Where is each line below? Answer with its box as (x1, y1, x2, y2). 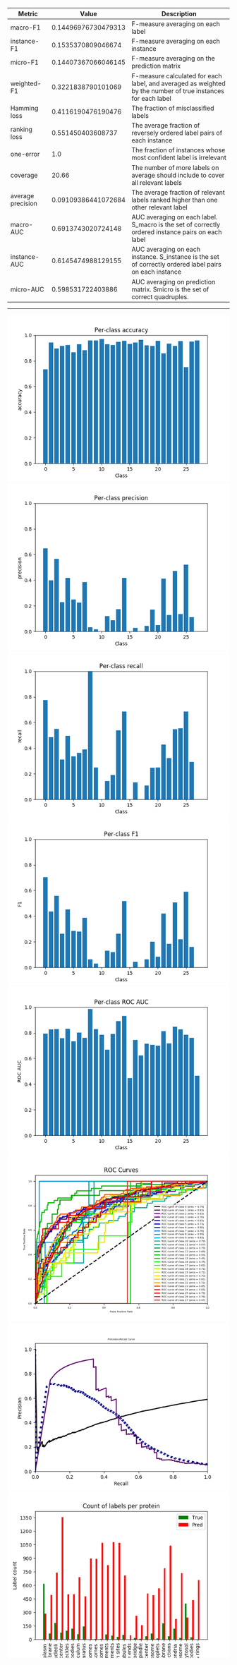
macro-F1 (10, 23, 41, 32)
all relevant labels (131, 178, 182, 187)
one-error (10, 150, 40, 158)
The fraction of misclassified (131, 104, 214, 112)
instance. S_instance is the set (131, 253, 220, 261)
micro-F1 (10, 58, 39, 66)
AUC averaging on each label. (131, 213, 218, 221)
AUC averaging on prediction (131, 277, 216, 286)
